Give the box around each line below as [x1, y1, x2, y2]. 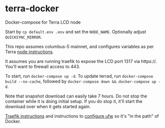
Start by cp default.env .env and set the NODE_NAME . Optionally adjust [5, 29, 147, 34]
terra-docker [5, 3, 59, 14]
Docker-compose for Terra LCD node [5, 19, 81, 25]
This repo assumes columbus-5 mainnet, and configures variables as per [5, 43, 154, 49]
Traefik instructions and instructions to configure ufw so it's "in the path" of [5, 113, 159, 119]
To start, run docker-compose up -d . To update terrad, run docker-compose [5, 73, 154, 79]
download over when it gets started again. [5, 103, 91, 109]
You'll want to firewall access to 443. [5, 64, 81, 69]
